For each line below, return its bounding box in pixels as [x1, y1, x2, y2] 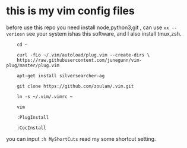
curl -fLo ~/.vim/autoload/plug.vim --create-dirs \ [17, 52, 150, 58]
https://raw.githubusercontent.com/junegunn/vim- [17, 57, 142, 63]
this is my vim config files [6, 4, 135, 18]
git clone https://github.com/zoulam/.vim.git [17, 83, 134, 89]
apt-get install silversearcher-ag [17, 73, 105, 78]
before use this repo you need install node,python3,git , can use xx [6, 24, 169, 31]
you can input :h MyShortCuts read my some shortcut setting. [6, 135, 156, 142]
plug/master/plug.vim [6, 62, 60, 68]
